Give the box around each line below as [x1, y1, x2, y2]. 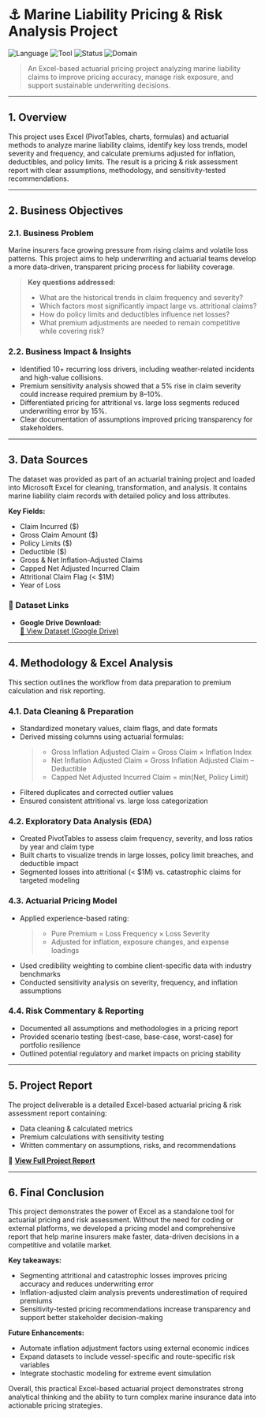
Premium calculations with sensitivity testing [19, 1131, 164, 1142]
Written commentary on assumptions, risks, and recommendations [19, 1140, 237, 1150]
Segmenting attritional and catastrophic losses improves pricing [19, 1271, 227, 1281]
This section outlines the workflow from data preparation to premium [8, 677, 232, 687]
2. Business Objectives [8, 204, 124, 218]
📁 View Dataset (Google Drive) [19, 626, 119, 636]
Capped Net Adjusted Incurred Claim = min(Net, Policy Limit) [50, 772, 249, 782]
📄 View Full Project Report [8, 1155, 95, 1165]
